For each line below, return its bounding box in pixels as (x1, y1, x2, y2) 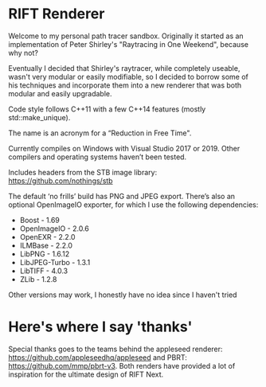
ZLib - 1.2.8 (19, 274, 57, 283)
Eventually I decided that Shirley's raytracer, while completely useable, (8, 63, 241, 72)
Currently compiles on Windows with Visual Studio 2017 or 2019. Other (8, 143, 241, 153)
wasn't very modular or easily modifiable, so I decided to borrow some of (8, 72, 248, 81)
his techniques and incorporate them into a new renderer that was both (8, 80, 242, 90)
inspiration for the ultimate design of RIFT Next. (8, 369, 164, 379)
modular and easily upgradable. (8, 88, 112, 98)
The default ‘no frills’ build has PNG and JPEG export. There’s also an (8, 191, 236, 201)
